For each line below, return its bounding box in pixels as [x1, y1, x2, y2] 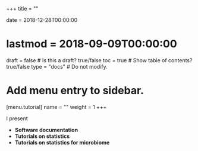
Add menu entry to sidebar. [6, 84, 144, 97]
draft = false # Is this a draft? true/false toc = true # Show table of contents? [6, 56, 193, 64]
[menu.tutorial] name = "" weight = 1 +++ [6, 103, 107, 110]
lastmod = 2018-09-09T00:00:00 [6, 37, 177, 51]
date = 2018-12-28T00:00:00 [6, 17, 78, 23]
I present [6, 115, 28, 122]
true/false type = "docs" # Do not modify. [6, 63, 108, 70]
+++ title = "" [6, 5, 39, 12]
